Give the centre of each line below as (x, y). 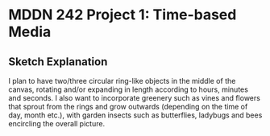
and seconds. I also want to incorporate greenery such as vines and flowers (134, 98)
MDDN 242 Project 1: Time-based (123, 15)
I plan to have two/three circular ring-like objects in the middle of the (122, 81)
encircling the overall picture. (57, 124)
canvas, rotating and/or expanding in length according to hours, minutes (128, 89)
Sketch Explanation (58, 62)
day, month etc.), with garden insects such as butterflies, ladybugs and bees (135, 115)
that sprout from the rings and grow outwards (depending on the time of (128, 107)
